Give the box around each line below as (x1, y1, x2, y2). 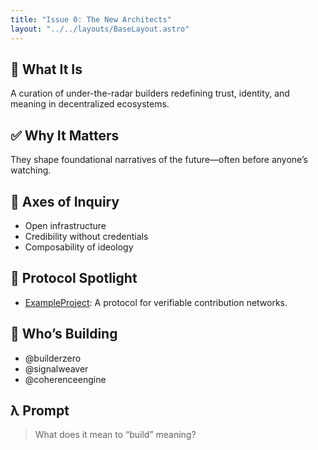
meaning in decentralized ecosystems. (10, 98, 170, 110)
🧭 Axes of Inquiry (10, 193, 120, 210)
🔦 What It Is (10, 61, 83, 78)
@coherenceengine (24, 373, 107, 385)
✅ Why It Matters (10, 127, 120, 144)
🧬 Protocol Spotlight (10, 270, 138, 287)
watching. (10, 164, 52, 176)
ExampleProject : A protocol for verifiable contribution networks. (24, 296, 288, 308)
